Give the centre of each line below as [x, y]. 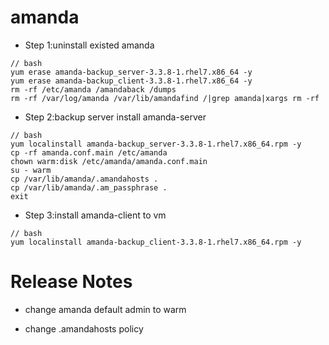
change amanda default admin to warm [105, 309]
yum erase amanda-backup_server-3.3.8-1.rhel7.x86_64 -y [131, 72]
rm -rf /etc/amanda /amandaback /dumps [93, 89]
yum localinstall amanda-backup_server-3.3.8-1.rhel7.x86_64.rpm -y [156, 144]
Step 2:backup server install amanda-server [115, 117]
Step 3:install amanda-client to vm [95, 215]
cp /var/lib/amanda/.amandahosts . [84, 179]
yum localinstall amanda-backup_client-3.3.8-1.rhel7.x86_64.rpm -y [156, 242]
